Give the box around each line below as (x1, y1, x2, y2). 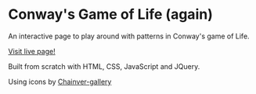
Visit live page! (8, 46, 56, 56)
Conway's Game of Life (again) (8, 5, 213, 23)
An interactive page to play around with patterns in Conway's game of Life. (8, 31, 250, 41)
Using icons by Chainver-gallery (8, 77, 112, 86)
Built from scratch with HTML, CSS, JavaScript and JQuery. (8, 61, 200, 71)
